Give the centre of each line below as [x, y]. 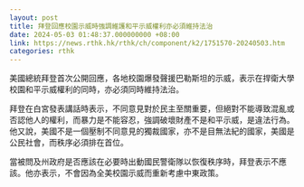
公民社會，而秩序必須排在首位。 [69, 143]
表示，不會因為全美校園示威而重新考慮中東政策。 [132, 173]
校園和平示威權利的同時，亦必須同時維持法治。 [96, 89]
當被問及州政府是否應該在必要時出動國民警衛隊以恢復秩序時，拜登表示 [140, 162]
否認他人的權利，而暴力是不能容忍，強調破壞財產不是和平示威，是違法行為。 [152, 120]
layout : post [34, 18]
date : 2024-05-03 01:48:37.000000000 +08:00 [95, 34]
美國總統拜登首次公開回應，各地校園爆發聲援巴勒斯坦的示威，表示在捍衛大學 [152, 79]
